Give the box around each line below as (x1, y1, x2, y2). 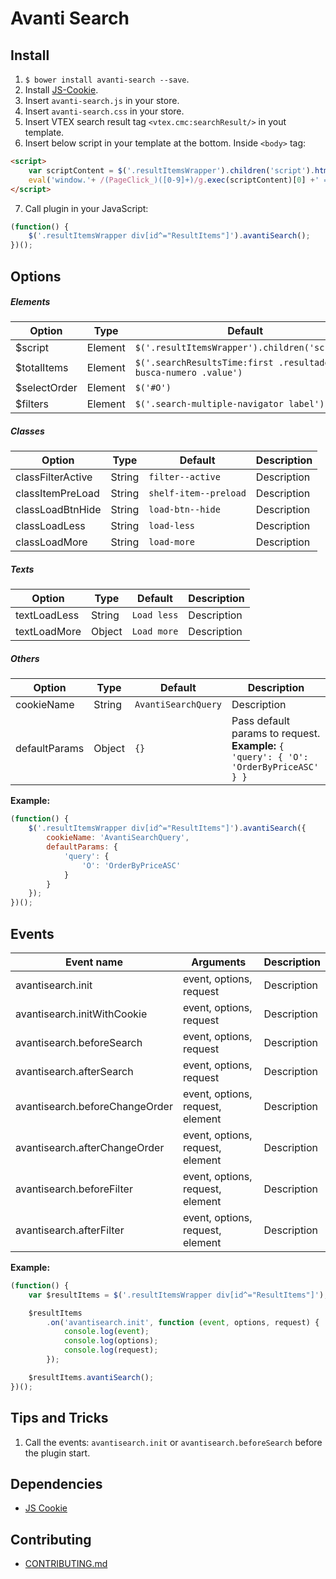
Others (10, 653, 40, 665)
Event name (64, 955, 123, 969)
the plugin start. (24, 1447, 91, 1459)
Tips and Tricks (10, 1410, 109, 1427)
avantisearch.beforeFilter (15, 1182, 133, 1196)
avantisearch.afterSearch (15, 1064, 134, 1078)
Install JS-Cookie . (24, 84, 99, 96)
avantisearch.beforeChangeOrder (15, 1099, 173, 1113)
